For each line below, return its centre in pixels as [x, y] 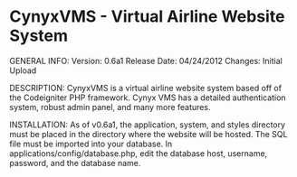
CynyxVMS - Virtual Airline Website [147, 17]
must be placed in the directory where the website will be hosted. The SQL [148, 134]
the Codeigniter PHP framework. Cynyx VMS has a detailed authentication [148, 98]
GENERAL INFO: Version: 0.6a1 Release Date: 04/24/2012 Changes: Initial [146, 61]
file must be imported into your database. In [91, 144]
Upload [23, 70]
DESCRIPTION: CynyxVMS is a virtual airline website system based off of [146, 88]
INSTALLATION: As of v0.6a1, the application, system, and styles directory [148, 125]
